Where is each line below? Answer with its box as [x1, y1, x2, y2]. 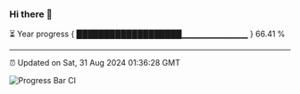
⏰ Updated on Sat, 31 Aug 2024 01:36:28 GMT [9, 58, 180, 68]
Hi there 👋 [9, 8, 54, 20]
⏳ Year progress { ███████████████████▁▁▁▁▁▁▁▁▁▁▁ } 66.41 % [9, 28, 286, 39]
